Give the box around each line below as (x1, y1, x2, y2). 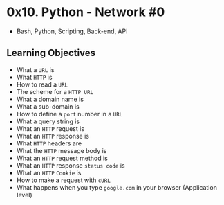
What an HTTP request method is (16, 154, 108, 162)
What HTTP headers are (16, 139, 82, 148)
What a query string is (16, 117, 80, 125)
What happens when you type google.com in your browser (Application (16, 183, 217, 191)
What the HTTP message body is (16, 146, 107, 154)
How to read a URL (16, 80, 68, 89)
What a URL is (16, 65, 55, 73)
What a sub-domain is (16, 102, 80, 111)
